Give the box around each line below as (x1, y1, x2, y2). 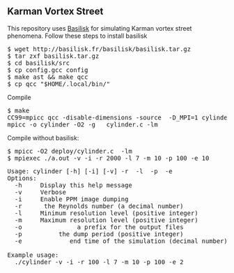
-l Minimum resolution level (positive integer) (14, 209, 198, 217)
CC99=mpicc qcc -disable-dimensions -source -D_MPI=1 (7, 113, 198, 121)
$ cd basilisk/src (7, 59, 70, 67)
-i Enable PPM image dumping (14, 195, 129, 203)
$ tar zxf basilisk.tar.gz (7, 52, 100, 60)
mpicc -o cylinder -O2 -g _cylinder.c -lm (7, 120, 158, 128)
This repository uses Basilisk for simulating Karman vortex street (7, 24, 192, 32)
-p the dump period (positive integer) (14, 230, 184, 238)
